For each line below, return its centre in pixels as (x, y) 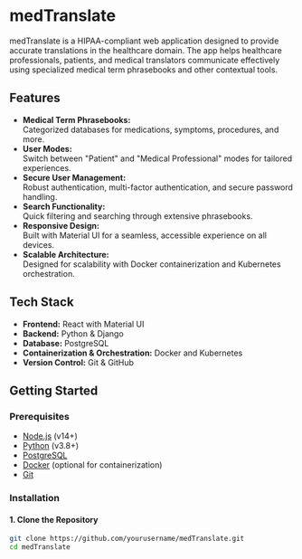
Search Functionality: (64, 206)
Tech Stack (42, 303)
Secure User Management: (74, 177)
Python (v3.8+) (51, 446)
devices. (38, 244)
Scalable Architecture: (66, 254)
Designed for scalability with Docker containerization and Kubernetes (152, 264)
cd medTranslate (40, 547)
